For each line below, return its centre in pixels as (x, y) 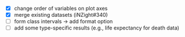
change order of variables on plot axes (61, 8)
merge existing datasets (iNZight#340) (61, 15)
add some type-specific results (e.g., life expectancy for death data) (97, 28)
